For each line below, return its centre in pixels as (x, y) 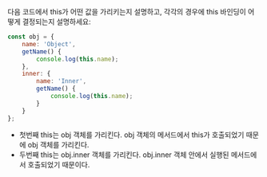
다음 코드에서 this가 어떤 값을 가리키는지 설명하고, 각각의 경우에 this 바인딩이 (127, 12)
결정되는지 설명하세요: (56, 22)
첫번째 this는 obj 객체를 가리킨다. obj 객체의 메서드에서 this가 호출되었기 (132, 135)
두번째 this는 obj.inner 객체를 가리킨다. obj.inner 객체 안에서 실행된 (124, 155)
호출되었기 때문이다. (59, 164)
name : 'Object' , (49, 44)
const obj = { (31, 37)
